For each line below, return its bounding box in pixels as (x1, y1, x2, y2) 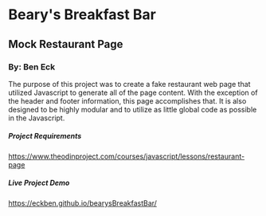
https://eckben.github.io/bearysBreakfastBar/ (8, 198, 158, 208)
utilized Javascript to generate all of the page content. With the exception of (8, 88, 258, 97)
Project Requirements (8, 132, 82, 141)
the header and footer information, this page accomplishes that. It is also (8, 96, 247, 105)
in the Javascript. (8, 113, 65, 123)
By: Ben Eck (8, 61, 56, 73)
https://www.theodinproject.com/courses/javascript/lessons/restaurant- (8, 151, 245, 161)
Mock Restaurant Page (8, 37, 123, 51)
